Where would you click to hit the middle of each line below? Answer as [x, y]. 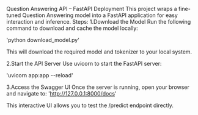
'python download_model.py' [43, 40]
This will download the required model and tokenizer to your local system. [99, 52]
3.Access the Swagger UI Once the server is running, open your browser [98, 87]
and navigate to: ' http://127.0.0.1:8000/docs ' [61, 93]
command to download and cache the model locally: [72, 28]
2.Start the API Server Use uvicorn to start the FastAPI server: [84, 64]
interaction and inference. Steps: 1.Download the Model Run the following [99, 22]
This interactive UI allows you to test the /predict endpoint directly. [90, 105]
